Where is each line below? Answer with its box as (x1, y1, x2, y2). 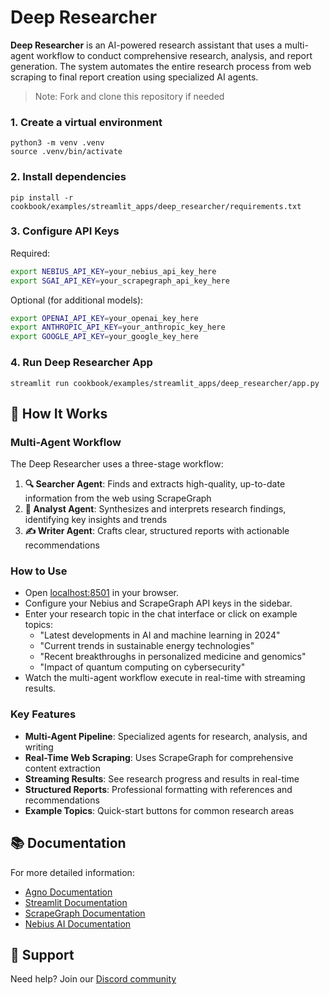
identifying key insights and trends (24, 514, 168, 526)
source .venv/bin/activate (10, 147, 123, 157)
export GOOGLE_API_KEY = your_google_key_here (10, 332, 199, 342)
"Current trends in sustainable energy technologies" (39, 640, 255, 652)
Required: (10, 247, 51, 259)
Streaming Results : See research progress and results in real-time (24, 772, 300, 785)
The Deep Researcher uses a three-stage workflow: (10, 458, 224, 470)
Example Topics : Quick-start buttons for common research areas (24, 804, 295, 816)
